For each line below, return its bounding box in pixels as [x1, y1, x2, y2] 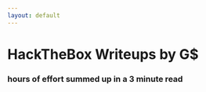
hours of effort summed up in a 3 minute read [7, 73, 183, 84]
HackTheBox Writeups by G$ [7, 45, 199, 63]
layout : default [7, 11, 60, 20]
